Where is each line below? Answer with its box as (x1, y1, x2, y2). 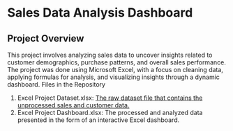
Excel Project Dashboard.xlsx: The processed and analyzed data (17, 109, 203, 116)
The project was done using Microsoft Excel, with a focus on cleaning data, (7, 66, 223, 73)
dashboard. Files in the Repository (7, 80, 106, 88)
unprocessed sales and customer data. (17, 101, 130, 109)
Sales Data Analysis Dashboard (7, 5, 193, 21)
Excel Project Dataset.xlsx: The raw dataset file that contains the (17, 94, 203, 102)
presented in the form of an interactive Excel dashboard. (17, 116, 180, 124)
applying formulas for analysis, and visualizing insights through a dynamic (7, 73, 220, 81)
